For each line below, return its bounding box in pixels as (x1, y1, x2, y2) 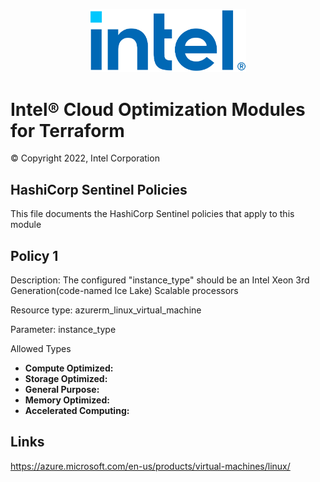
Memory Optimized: (24, 394, 110, 406)
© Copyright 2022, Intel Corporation (10, 152, 160, 164)
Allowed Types (10, 343, 72, 355)
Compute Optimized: (24, 362, 114, 374)
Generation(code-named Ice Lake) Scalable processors (10, 285, 239, 297)
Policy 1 (10, 247, 59, 264)
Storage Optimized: (24, 373, 108, 385)
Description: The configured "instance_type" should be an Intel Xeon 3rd (10, 274, 310, 286)
